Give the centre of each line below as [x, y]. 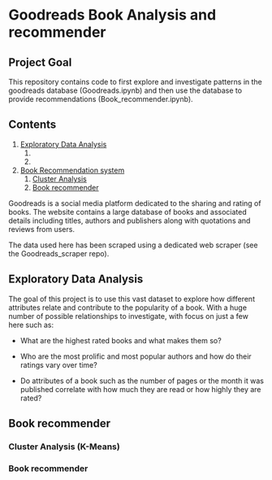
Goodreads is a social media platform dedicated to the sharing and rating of [135, 203]
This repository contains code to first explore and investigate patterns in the [135, 82]
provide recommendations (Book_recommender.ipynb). [101, 99]
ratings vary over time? [58, 364]
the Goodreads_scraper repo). [59, 253]
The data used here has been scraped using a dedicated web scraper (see [133, 245]
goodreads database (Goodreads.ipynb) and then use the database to [125, 90]
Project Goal [40, 62]
